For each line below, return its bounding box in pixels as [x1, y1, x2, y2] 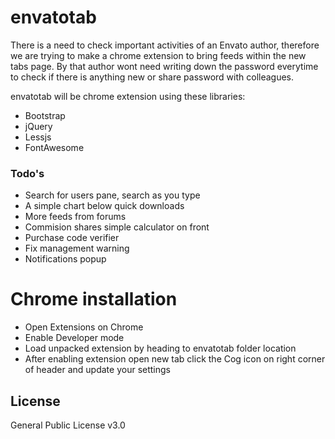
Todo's [10, 166, 45, 180]
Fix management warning [24, 242, 130, 255]
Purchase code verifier [24, 232, 120, 244]
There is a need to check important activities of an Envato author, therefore [10, 39, 320, 51]
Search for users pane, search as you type [24, 189, 201, 201]
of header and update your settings [24, 364, 171, 376]
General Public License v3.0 [10, 419, 126, 431]
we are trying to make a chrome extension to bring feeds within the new [10, 49, 307, 61]
